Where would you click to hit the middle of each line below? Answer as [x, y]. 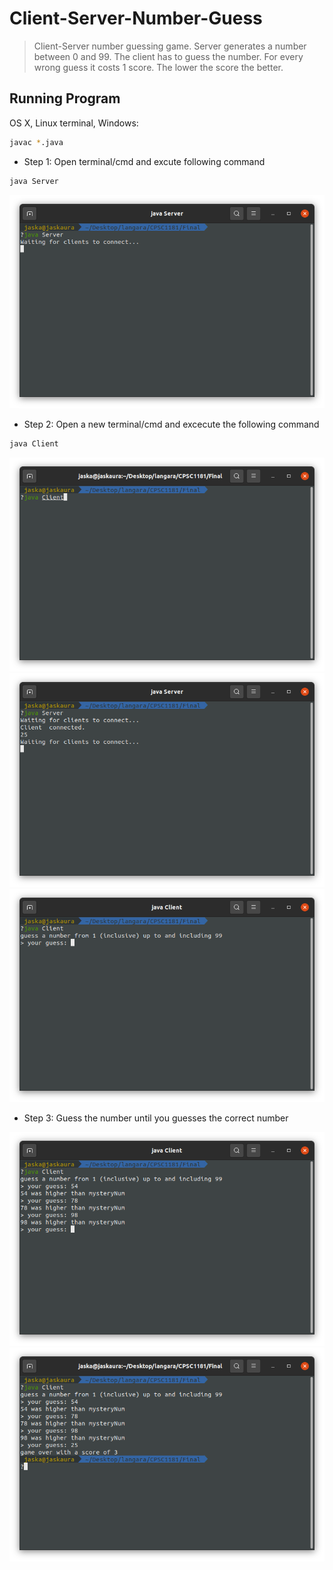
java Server [34, 181]
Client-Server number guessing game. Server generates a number [170, 46]
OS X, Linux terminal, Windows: [74, 123]
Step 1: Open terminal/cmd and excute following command [144, 161]
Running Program [65, 98]
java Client [34, 444]
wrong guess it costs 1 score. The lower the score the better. [158, 67]
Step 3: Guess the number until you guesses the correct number [156, 1118]
